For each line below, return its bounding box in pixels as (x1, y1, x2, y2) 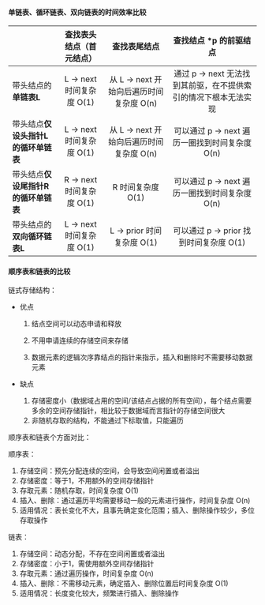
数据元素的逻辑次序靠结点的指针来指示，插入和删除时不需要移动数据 (31, 352, 253, 363)
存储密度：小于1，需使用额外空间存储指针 (19, 559, 155, 569)
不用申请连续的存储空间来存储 (31, 336, 129, 345)
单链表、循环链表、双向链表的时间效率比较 (8, 7, 147, 17)
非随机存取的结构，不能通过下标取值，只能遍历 (31, 415, 184, 426)
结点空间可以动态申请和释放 (31, 319, 122, 329)
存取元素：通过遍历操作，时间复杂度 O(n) (19, 569, 154, 578)
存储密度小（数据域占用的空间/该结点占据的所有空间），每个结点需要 (31, 396, 252, 406)
